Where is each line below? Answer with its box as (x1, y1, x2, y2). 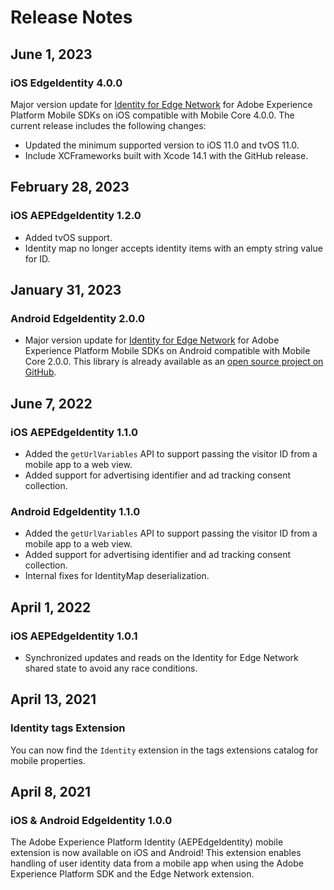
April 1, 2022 (10, 599, 92, 616)
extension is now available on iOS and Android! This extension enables (10, 847, 302, 859)
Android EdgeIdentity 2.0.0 (10, 311, 146, 325)
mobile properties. (10, 754, 86, 766)
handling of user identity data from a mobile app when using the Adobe (10, 857, 304, 870)
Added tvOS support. (24, 231, 113, 243)
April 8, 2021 (10, 784, 92, 800)
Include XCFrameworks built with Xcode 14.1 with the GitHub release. (24, 149, 309, 161)
